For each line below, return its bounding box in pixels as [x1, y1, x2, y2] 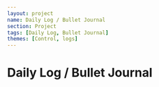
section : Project [7, 23, 57, 29]
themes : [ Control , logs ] [7, 36, 78, 42]
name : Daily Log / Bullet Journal [7, 16, 106, 23]
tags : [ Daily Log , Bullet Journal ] [7, 29, 109, 36]
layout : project [7, 10, 53, 17]
